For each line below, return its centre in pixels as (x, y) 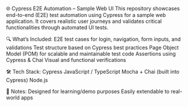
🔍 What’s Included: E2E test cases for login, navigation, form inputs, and (93, 39)
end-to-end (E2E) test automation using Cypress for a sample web (86, 15)
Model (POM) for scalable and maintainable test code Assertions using (91, 54)
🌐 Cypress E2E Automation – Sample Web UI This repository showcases (93, 8)
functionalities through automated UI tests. (58, 27)
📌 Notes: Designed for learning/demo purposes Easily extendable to (88, 91)
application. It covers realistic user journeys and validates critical (84, 21)
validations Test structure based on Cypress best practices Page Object (93, 47)
